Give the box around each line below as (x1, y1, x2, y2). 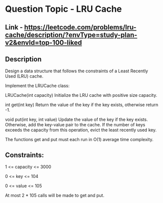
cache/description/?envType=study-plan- (5, 30, 138, 39)
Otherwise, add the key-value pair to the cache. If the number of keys (5, 122, 145, 128)
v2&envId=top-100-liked (5, 38, 82, 47)
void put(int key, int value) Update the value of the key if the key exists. (5, 116, 148, 122)
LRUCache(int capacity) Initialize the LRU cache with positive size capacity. (5, 92, 158, 98)
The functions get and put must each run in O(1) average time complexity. (5, 137, 154, 143)
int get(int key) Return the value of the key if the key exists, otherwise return (5, 102, 158, 108)
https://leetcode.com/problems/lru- (24, 23, 137, 31)
